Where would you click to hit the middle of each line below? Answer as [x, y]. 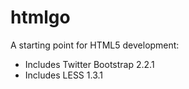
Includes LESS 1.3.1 [63, 75]
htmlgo [40, 17]
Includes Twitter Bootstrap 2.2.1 [89, 64]
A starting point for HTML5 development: [95, 45]
